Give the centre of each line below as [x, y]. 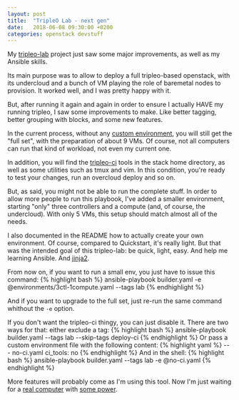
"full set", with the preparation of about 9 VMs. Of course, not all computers [119, 141]
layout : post [27, 14]
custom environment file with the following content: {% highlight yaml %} [115, 345]
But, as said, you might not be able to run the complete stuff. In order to [112, 191]
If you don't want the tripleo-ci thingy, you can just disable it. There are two [118, 322]
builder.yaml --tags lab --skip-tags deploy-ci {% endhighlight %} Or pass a [118, 338]
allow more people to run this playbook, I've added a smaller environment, [116, 199]
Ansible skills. [27, 62]
